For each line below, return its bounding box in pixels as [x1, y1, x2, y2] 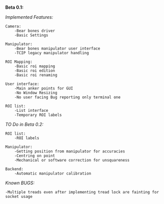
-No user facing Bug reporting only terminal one [14, 95, 121, 100]
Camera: [5, 24, 22, 29]
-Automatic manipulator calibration [14, 171, 92, 176]
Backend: [5, 167, 24, 172]
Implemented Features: [5, 14, 53, 20]
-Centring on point [14, 153, 56, 158]
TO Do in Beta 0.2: [5, 121, 44, 127]
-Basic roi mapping [14, 64, 56, 69]
